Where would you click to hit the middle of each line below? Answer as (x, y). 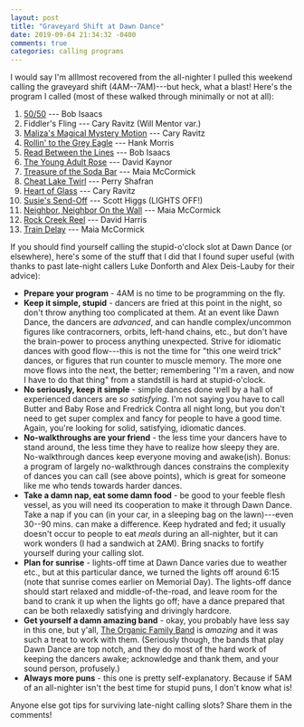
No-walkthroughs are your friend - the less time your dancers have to (155, 438)
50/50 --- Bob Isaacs (63, 114)
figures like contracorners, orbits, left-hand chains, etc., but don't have (155, 332)
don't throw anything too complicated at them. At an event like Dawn (151, 312)
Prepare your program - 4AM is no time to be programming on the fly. (154, 293)
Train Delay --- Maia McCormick (84, 230)
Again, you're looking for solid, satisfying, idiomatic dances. (135, 428)
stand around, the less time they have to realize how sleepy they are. (151, 447)
